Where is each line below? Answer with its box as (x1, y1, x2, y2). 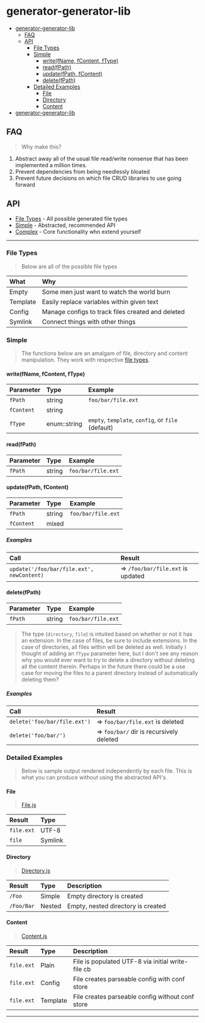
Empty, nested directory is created (67, 901, 167, 910)
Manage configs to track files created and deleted (41, 307, 185, 316)
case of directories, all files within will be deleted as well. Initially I (21, 643, 187, 650)
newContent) (9, 571, 45, 579)
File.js (21, 802, 37, 809)
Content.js (21, 932, 48, 940)
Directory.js (21, 867, 51, 874)
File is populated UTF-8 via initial (73, 957, 169, 965)
